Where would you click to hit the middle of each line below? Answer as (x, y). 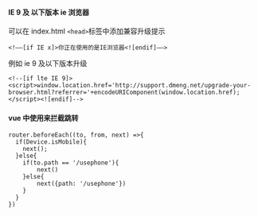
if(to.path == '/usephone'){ (71, 163)
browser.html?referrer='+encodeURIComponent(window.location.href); (124, 93)
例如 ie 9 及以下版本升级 (48, 64)
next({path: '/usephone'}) (82, 184)
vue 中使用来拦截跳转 (43, 118)
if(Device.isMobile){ (51, 142)
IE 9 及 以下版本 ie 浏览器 (49, 12)
